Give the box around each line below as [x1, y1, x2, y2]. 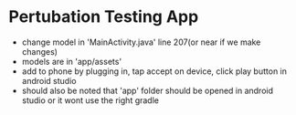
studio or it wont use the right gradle [21, 94, 159, 106]
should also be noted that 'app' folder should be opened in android [21, 85, 274, 96]
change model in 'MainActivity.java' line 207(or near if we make [21, 37, 261, 47]
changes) [21, 46, 58, 57]
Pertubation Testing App [8, 6, 199, 27]
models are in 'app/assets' [21, 56, 122, 67]
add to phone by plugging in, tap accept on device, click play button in [21, 66, 288, 77]
